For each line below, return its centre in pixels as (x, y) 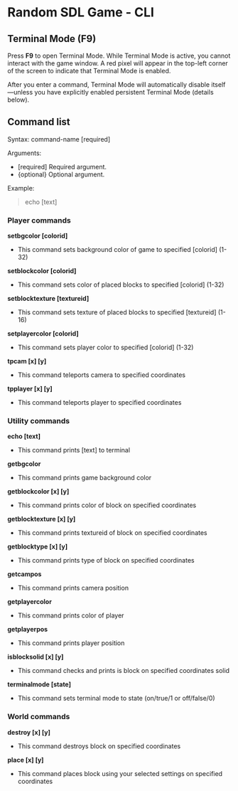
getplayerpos (28, 630)
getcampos (25, 574)
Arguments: (25, 153)
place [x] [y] (26, 760)
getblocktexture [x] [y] (42, 519)
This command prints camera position (73, 588)
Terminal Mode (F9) (52, 39)
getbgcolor (24, 464)
